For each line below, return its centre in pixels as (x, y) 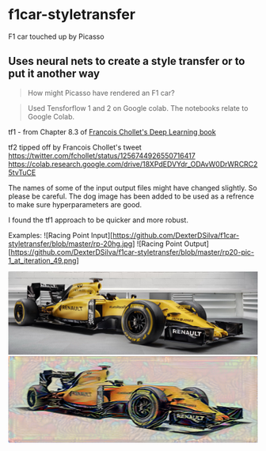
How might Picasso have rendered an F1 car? (101, 93)
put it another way (54, 74)
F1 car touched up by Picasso (56, 36)
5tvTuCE (22, 172)
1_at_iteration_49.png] (44, 260)
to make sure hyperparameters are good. (75, 204)
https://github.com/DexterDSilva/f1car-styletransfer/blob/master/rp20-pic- (133, 252)
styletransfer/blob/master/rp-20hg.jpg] (72, 244)
